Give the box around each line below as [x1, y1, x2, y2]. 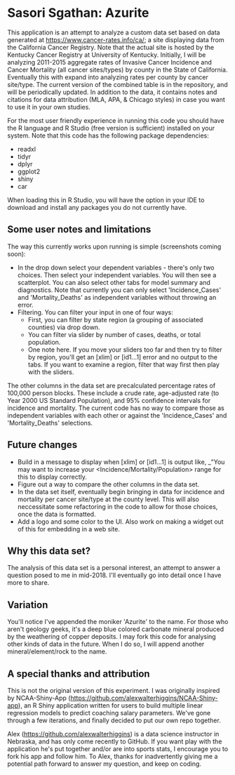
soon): [7, 249, 26, 258]
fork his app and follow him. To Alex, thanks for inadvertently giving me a [7, 753, 218, 760]
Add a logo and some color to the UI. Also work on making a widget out [17, 517, 224, 526]
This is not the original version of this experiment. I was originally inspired [7, 687, 220, 694]
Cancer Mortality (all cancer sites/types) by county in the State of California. [7, 65, 228, 74]
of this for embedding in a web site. [17, 524, 121, 533]
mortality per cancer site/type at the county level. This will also [17, 495, 200, 503]
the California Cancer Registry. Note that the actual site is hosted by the [7, 43, 215, 51]
